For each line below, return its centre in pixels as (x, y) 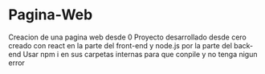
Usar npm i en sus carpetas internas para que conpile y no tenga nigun (141, 54)
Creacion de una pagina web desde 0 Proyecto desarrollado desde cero (127, 37)
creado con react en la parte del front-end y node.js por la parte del (120, 45)
